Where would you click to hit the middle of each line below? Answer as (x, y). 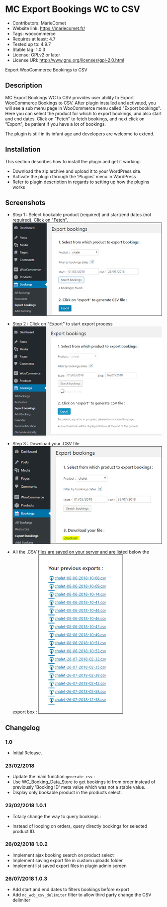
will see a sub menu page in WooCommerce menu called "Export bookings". (83, 108)
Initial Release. (27, 753)
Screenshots (25, 202)
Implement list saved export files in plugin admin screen (69, 866)
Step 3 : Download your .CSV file (46, 443)
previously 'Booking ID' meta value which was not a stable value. (79, 787)
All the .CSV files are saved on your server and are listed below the (81, 552)
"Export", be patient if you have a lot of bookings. (55, 124)
